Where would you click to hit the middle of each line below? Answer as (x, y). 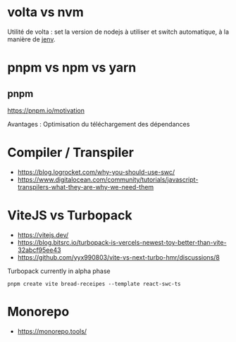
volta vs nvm (46, 12)
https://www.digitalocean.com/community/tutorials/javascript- (108, 179)
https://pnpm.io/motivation (46, 110)
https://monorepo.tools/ (52, 331)
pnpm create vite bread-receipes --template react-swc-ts (94, 284)
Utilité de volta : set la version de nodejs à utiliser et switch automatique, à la (118, 32)
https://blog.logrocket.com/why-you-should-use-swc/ (96, 172)
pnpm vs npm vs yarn (72, 68)
